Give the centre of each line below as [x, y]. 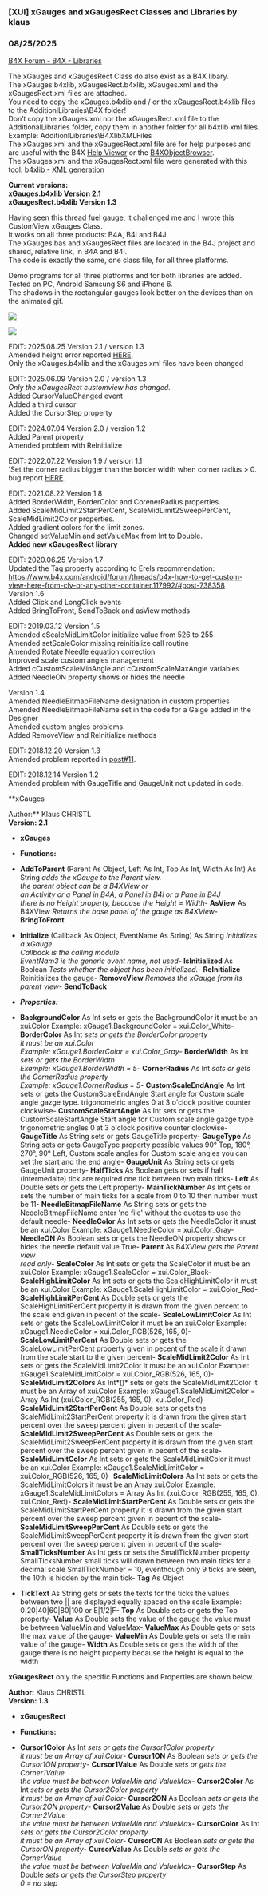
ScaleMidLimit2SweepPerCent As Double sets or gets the [116, 1434]
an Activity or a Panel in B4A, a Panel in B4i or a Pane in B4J [120, 894]
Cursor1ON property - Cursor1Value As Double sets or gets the [123, 1764]
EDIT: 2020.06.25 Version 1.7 [56, 560]
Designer [23, 719]
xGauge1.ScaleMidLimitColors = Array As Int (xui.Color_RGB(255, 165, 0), [140, 1493]
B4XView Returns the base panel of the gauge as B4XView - [118, 912]
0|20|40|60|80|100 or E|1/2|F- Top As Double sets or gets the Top [128, 1611]
